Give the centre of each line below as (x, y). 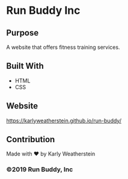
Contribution (31, 140)
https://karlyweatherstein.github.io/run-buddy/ (64, 121)
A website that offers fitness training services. (63, 47)
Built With (25, 66)
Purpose (23, 33)
